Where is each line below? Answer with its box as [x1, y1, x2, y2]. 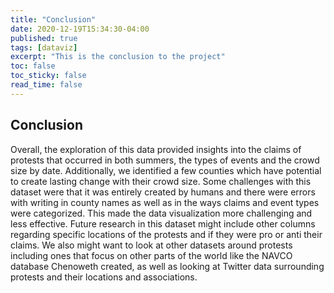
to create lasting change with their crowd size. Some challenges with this [10, 175, 312, 187]
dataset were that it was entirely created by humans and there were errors [10, 186, 316, 198]
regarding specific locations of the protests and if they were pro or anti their [10, 228, 323, 240]
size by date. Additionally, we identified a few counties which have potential [10, 164, 322, 176]
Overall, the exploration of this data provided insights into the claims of [10, 143, 302, 155]
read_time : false [10, 80, 83, 90]
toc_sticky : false [10, 71, 87, 81]
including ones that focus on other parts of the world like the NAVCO [10, 249, 293, 261]
